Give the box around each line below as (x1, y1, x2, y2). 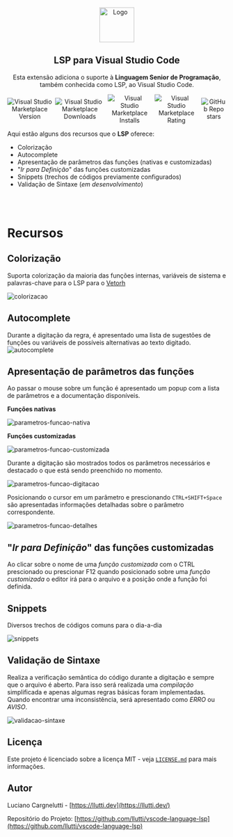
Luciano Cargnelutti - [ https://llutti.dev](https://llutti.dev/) (7, 801, 170, 809)
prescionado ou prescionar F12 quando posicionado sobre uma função (7, 568, 211, 576)
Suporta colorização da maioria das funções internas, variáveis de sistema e (7, 271, 226, 280)
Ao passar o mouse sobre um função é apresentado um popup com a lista (7, 384, 220, 392)
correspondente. (7, 508, 56, 516)
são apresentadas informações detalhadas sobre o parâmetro (7, 501, 184, 509)
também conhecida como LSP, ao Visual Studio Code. (39, 80, 195, 88)
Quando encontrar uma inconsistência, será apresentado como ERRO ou (7, 695, 216, 703)
